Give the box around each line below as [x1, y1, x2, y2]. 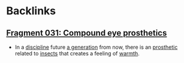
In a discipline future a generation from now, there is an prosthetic [14, 43, 178, 51]
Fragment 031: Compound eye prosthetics [6, 28, 167, 38]
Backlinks [6, 4, 56, 18]
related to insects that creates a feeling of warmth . [14, 50, 140, 57]
